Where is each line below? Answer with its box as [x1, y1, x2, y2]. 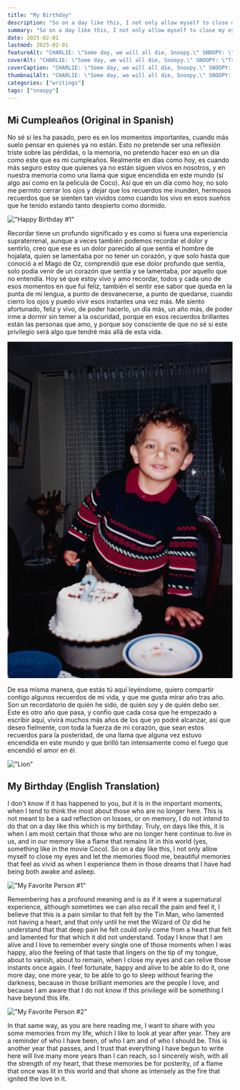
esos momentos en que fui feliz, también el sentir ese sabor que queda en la [7, 282, 232, 291]
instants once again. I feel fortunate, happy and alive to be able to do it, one [7, 964, 230, 972]
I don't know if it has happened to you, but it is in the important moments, [7, 799, 223, 808]
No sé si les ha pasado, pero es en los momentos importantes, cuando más [7, 133, 229, 142]
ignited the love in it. [7, 1074, 67, 1083]
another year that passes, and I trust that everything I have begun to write [7, 1044, 224, 1053]
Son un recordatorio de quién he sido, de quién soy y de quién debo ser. [7, 700, 220, 709]
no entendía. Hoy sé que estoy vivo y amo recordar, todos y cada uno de [7, 275, 221, 283]
